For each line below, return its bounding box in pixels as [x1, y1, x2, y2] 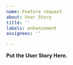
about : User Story [6, 14, 52, 20]
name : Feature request [6, 8, 62, 15]
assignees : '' [6, 31, 42, 37]
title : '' [6, 19, 31, 25]
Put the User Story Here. [6, 52, 68, 59]
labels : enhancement [6, 25, 58, 31]
